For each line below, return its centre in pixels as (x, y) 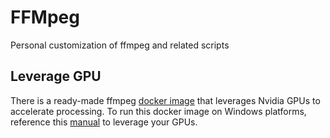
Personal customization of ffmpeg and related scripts (120, 45)
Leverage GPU (56, 76)
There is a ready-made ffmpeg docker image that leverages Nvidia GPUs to (165, 100)
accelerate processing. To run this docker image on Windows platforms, (158, 111)
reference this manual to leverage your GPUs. (104, 122)
